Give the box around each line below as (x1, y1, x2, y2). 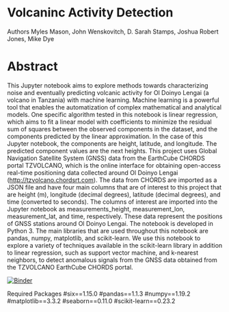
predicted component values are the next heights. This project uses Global (7, 146, 217, 155)
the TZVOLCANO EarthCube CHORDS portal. (7, 263, 133, 271)
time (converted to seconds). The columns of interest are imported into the (7, 197, 218, 206)
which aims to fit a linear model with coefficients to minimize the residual (7, 118, 212, 126)
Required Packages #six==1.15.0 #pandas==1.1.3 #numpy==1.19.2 (7, 289, 191, 298)
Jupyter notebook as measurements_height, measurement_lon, (7, 205, 185, 213)
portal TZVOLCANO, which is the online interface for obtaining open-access (7, 161, 221, 169)
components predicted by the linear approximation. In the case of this (7, 132, 203, 140)
